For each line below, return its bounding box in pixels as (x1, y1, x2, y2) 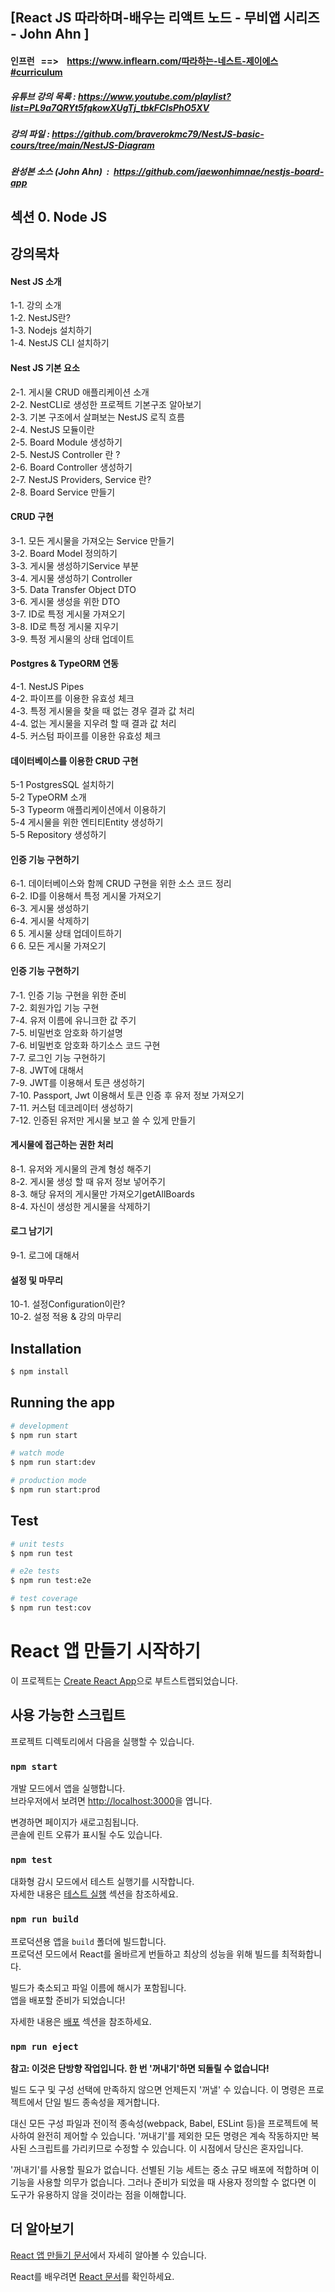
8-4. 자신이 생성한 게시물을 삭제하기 (10, 1200, 151, 1212)
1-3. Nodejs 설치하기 (10, 324, 93, 337)
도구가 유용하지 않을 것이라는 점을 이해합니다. (10, 2188, 187, 2200)
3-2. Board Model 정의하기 (10, 547, 118, 559)
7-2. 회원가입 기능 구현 (10, 1001, 100, 1013)
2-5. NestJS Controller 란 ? (10, 448, 121, 460)
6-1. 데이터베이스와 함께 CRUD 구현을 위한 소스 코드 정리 (10, 878, 232, 890)
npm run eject (10, 2041, 79, 2052)
